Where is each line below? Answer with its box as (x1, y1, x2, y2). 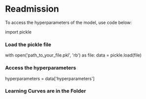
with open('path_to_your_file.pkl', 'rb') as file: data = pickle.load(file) (5, 52, 142, 58)
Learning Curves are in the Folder (5, 88, 86, 95)
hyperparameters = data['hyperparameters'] (5, 76, 95, 81)
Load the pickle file (5, 41, 51, 48)
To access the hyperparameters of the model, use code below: (5, 20, 132, 25)
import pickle (5, 29, 32, 35)
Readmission (5, 3, 59, 15)
